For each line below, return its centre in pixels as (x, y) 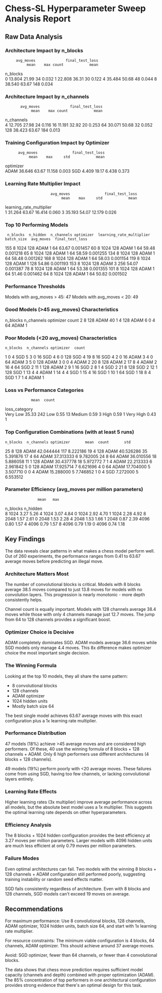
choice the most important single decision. (47, 653)
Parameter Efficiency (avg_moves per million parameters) (74, 489)
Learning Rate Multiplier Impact (43, 184)
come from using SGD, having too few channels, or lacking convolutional (77, 774)
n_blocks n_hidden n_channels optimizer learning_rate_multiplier (79, 235)
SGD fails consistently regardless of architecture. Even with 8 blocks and (77, 889)
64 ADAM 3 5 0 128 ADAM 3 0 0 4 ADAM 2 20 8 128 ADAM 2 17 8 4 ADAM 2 (81, 362)
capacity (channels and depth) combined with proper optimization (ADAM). (80, 975)
